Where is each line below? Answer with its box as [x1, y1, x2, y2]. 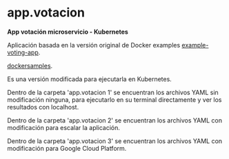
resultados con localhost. [7, 103, 79, 111]
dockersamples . [7, 61, 53, 70]
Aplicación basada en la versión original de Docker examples [7, 41, 181, 49]
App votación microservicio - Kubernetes [7, 28, 129, 36]
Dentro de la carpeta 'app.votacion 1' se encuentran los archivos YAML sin [7, 88, 219, 96]
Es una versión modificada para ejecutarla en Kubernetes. [7, 74, 172, 83]
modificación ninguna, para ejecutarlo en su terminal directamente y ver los [7, 95, 222, 104]
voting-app [7, 48, 39, 56]
